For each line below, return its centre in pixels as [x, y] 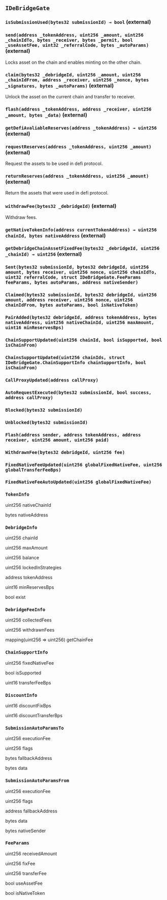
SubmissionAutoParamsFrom [37, 781]
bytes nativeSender [26, 831]
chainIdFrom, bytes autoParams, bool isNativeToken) [72, 305]
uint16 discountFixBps [28, 705]
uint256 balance [22, 558]
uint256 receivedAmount [31, 854]
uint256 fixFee [20, 863]
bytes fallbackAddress [29, 758]
